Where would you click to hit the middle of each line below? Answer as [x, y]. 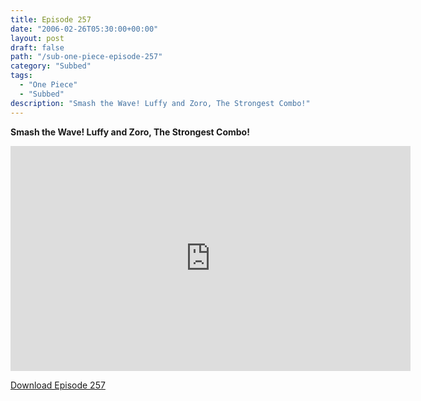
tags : [21, 76]
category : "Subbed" [51, 66]
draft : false [37, 47]
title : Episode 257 [51, 19]
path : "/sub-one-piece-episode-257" [86, 57]
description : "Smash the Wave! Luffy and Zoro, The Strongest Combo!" [160, 103]
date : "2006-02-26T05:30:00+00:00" [84, 29]
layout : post [37, 38]
